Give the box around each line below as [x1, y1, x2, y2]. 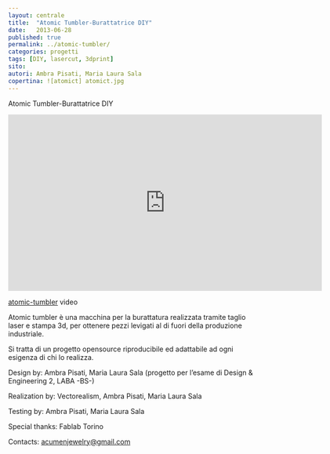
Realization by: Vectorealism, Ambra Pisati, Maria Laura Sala [8, 391, 202, 401]
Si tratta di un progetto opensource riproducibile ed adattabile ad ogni [8, 344, 234, 354]
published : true [8, 33, 61, 42]
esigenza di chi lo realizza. [8, 352, 94, 361]
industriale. [8, 329, 45, 338]
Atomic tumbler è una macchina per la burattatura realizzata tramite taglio [8, 312, 246, 321]
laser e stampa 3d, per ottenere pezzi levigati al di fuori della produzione [8, 321, 243, 330]
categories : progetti [8, 48, 79, 56]
